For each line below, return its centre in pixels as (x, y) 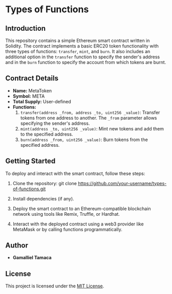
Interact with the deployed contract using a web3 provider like (78, 224)
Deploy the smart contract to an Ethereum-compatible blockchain (82, 209)
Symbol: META (29, 96)
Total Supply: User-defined (42, 101)
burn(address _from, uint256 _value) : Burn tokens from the (84, 140)
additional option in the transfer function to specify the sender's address (83, 57)
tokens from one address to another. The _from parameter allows (89, 118)
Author (17, 246)
